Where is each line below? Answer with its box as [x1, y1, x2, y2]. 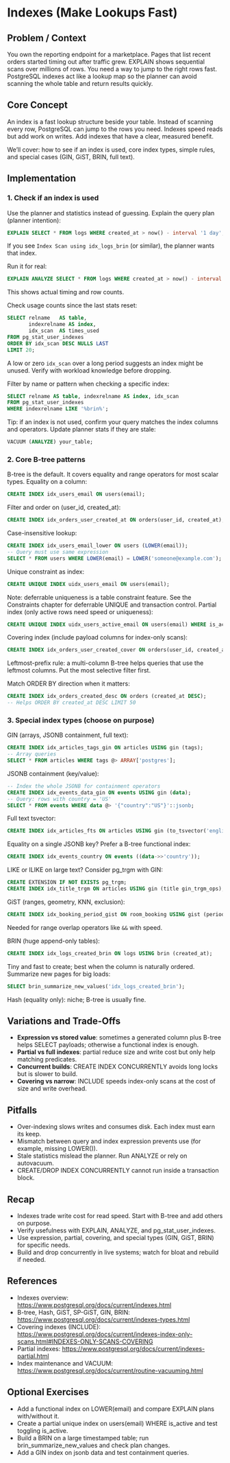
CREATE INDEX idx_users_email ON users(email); [7, 491, 146, 498]
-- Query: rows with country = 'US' [7, 795, 112, 802]
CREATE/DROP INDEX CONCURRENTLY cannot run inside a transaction [16, 1167, 219, 1175]
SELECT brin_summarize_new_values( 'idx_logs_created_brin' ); [7, 983, 186, 990]
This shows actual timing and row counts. [7, 288, 125, 296]
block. [16, 1173, 35, 1182]
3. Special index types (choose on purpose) [7, 715, 155, 725]
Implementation [7, 173, 77, 185]
